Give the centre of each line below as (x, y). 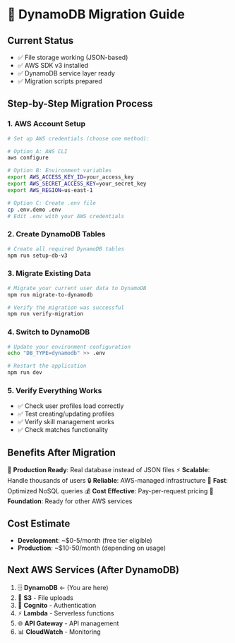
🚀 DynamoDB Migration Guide (96, 14)
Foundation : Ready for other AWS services (70, 501)
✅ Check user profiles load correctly (71, 406)
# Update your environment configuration (69, 347)
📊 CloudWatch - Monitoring (59, 632)
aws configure (28, 158)
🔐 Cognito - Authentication (57, 605)
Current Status (41, 41)
